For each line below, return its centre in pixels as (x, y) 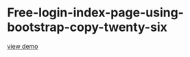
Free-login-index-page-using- (95, 13)
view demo (23, 46)
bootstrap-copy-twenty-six (87, 27)
